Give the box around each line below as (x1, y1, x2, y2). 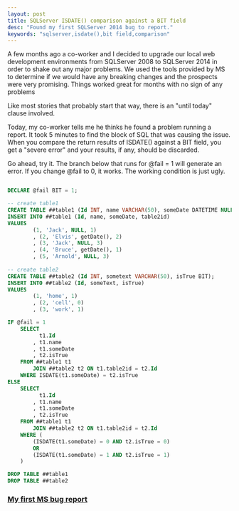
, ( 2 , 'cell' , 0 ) (33, 299, 84, 306)
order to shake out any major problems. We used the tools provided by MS (7, 65, 225, 73)
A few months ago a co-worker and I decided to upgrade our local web (7, 50, 216, 58)
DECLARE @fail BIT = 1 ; (7, 187, 78, 195)
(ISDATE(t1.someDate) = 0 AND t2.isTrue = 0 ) (33, 438, 171, 445)
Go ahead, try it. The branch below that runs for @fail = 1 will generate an (7, 160, 222, 168)
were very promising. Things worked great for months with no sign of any (7, 80, 223, 89)
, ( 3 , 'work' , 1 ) (33, 306, 84, 314)
